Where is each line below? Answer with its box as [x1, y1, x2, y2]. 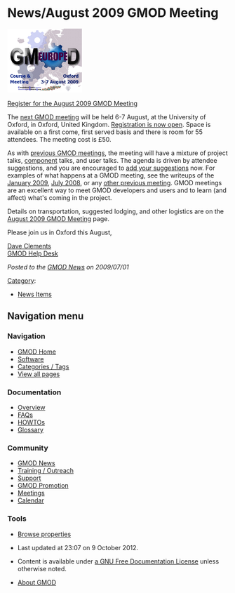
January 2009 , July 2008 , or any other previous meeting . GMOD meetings [7, 178, 222, 187]
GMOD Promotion [17, 481, 69, 490]
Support [17, 474, 41, 482]
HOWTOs [17, 418, 46, 426]
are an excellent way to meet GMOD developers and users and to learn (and [7, 186, 227, 194]
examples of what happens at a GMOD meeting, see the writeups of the [7, 171, 215, 180]
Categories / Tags [17, 362, 69, 371]
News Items [17, 290, 53, 298]
